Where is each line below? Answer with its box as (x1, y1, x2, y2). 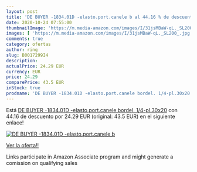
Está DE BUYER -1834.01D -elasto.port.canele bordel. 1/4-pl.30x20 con (6, 106, 178, 113)
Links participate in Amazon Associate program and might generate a (6, 153, 174, 160)
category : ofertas (6, 42, 51, 48)
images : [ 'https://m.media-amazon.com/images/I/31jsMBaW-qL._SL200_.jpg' (6, 31, 193, 36)
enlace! (6, 119, 24, 126)
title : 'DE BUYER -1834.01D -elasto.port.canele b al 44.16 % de (6, 14, 169, 20)
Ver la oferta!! (6, 141, 39, 149)
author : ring (6, 47, 38, 53)
